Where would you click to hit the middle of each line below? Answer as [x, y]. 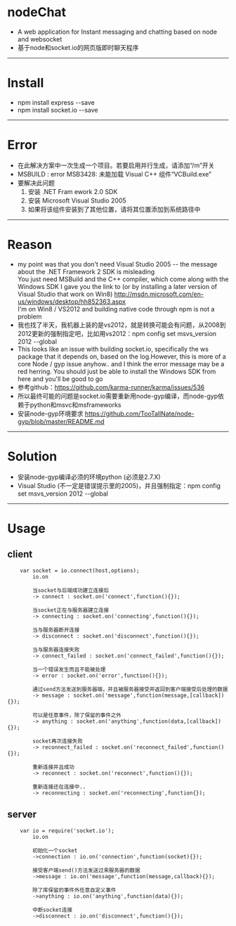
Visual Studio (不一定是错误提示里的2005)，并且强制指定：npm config [119, 485]
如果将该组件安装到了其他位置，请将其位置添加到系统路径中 [114, 209]
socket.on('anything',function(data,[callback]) [149, 721]
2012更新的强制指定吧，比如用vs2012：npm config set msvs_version [117, 333]
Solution [32, 456]
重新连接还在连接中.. [59, 787]
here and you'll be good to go [60, 379]
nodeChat [37, 12]
